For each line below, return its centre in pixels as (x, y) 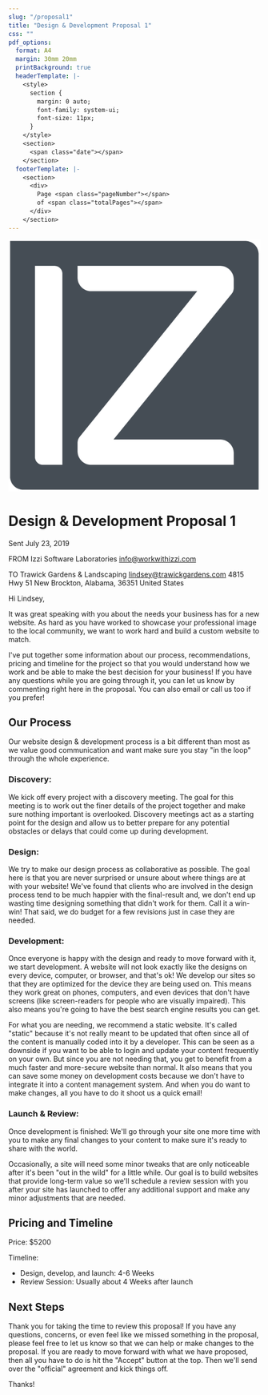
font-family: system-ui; (78, 110)
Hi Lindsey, (27, 598)
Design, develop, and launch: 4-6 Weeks (87, 1273)
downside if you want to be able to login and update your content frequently (134, 1051)
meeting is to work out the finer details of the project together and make (127, 806)
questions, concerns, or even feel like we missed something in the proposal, (134, 1335)
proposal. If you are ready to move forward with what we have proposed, (128, 1352)
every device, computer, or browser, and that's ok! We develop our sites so (132, 975)
